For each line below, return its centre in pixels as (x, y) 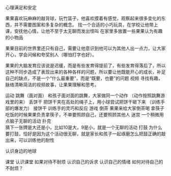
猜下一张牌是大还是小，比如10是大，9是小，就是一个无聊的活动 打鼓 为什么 (84, 127)
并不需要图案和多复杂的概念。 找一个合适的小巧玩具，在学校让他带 (84, 25)
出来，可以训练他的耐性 (30, 140)
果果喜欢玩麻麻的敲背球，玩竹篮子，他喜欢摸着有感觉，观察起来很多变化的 (83, 18)
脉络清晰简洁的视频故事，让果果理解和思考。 (52, 85)
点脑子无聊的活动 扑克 (28, 121)
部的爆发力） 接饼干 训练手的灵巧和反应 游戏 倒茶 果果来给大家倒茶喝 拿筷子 (85, 108)
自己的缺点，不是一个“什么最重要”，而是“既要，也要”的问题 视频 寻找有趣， (84, 78)
